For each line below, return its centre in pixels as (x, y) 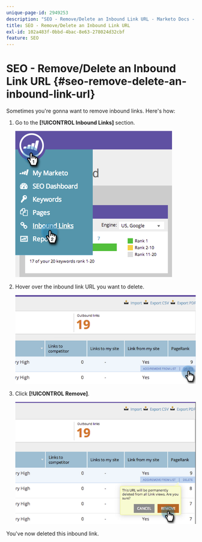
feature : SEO (23, 38)
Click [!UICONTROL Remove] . (52, 394)
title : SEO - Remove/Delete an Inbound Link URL (68, 25)
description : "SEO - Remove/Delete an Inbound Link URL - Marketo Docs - (101, 19)
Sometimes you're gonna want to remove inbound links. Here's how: (91, 111)
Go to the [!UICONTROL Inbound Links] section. (75, 123)
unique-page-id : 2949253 (37, 13)
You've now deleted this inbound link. (53, 534)
